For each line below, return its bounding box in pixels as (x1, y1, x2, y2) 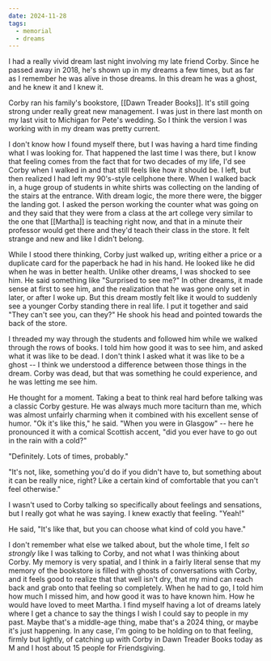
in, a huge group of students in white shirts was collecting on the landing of (8, 183, 260, 193)
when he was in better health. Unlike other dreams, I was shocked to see (8, 267, 251, 277)
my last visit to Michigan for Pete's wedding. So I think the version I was (8, 115, 248, 125)
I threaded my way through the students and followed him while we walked (8, 334, 258, 344)
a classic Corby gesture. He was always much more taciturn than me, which (8, 401, 261, 411)
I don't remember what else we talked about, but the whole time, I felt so (8, 540, 250, 550)
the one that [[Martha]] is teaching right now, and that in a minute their (8, 217, 243, 227)
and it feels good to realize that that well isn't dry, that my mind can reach (8, 574, 253, 584)
